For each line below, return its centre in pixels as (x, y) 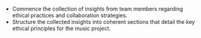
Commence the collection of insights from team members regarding (97, 9)
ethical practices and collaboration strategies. (70, 15)
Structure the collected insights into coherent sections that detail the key (104, 22)
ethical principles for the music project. (61, 28)
